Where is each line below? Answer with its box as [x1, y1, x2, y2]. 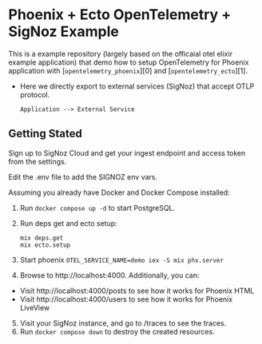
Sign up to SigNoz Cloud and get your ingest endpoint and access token [8, 148, 246, 157]
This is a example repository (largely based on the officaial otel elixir [8, 49, 233, 58]
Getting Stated [8, 127, 82, 140]
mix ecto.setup [19, 241, 71, 249]
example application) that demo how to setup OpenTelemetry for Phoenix [8, 57, 249, 67]
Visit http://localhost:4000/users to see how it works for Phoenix [19, 294, 233, 304]
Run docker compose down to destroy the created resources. [19, 326, 215, 336]
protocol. [19, 89, 50, 99]
